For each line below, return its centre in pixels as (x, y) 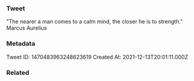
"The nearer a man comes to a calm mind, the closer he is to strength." (95, 22)
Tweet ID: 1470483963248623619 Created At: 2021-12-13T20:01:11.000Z (97, 57)
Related (18, 73)
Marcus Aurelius (27, 28)
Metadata (21, 44)
